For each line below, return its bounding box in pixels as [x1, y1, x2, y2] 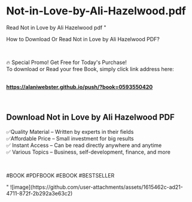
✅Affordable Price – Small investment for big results [6, 134, 134, 142]
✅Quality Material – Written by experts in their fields [6, 128, 134, 135]
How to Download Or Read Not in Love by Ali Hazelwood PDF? [6, 35, 160, 42]
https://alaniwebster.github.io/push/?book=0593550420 [6, 83, 153, 90]
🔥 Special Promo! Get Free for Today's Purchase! [6, 59, 127, 66]
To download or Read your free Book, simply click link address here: [6, 65, 175, 72]
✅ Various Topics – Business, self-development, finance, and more [6, 148, 170, 155]
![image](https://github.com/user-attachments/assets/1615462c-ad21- [10, 183, 184, 191]
